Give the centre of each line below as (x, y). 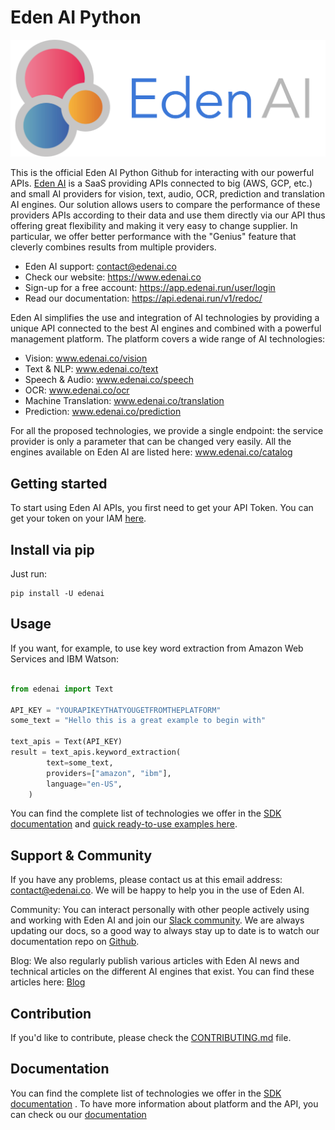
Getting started (59, 483)
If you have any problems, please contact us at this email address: (146, 880)
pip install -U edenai (57, 594)
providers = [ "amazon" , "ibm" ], (109, 773)
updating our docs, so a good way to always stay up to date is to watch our (165, 931)
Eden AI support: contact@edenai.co (100, 267)
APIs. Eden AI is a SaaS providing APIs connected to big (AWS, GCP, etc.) (161, 183)
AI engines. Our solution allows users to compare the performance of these (165, 205)
